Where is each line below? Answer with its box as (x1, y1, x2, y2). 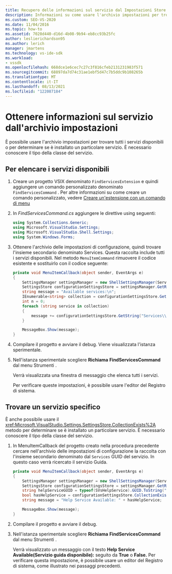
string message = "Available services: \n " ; (22, 289, 117, 295)
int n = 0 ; (22, 299, 46, 304)
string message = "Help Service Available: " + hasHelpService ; (22, 497, 162, 503)
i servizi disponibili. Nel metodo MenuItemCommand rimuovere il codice (12, 255, 156, 261)
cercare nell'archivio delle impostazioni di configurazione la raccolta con (12, 448, 166, 454)
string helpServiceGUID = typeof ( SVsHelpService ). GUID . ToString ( (22, 488, 165, 493)
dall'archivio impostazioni (5, 122, 118, 134)
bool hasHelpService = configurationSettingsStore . (22, 493, 135, 498)
